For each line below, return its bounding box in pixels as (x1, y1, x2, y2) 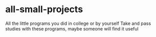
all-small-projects (5, 4, 83, 15)
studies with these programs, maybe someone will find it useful (5, 25, 139, 31)
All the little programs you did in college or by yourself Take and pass (5, 20, 151, 26)
